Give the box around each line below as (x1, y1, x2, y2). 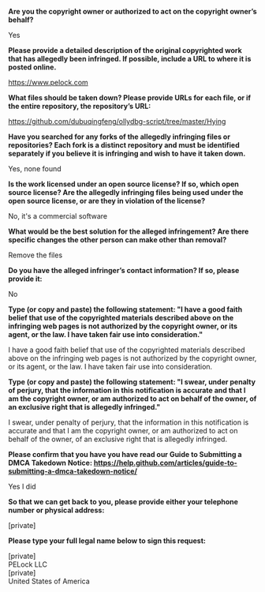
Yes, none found (8, 164, 62, 173)
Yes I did (8, 481, 37, 491)
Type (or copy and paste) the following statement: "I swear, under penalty (8, 377, 256, 386)
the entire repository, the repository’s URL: (8, 102, 151, 111)
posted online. (8, 62, 57, 72)
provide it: (8, 274, 43, 283)
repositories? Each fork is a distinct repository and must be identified (8, 141, 240, 149)
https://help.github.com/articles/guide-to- (93, 458, 238, 467)
